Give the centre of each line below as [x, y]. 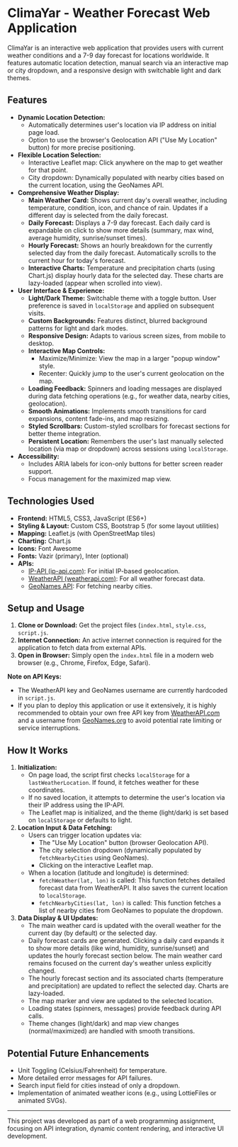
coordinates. [46, 790]
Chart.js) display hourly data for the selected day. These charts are [126, 275]
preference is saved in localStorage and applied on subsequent [121, 306]
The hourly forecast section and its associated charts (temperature [126, 978]
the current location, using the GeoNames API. [96, 185]
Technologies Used [51, 501]
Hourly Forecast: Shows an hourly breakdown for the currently [120, 245]
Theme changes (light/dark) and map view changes [103, 1024]
